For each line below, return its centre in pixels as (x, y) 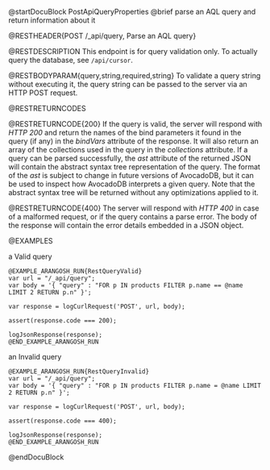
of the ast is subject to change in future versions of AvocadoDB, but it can (131, 175)
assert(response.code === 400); (62, 421)
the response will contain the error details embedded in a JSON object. (126, 225)
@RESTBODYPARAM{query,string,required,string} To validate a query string (135, 75)
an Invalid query (35, 357)
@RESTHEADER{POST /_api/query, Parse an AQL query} (102, 36)
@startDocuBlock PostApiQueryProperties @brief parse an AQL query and (132, 12)
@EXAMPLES (31, 241)
